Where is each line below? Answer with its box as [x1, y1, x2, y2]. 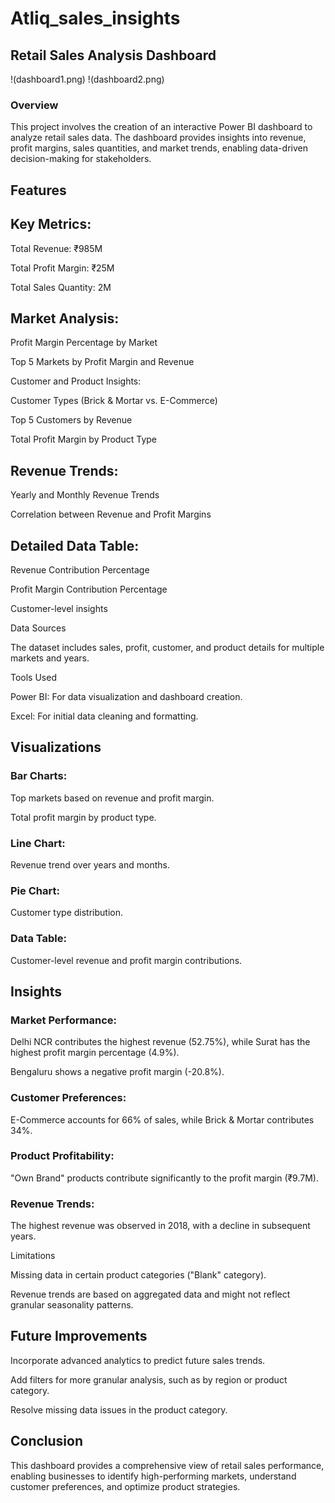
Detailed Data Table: [10, 537, 140, 554]
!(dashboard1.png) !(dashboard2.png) [10, 73, 165, 85]
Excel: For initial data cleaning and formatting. [10, 710, 199, 722]
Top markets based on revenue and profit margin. [10, 792, 215, 804]
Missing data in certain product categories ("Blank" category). [10, 1269, 267, 1281]
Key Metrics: [10, 216, 92, 233]
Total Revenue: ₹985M [10, 242, 103, 254]
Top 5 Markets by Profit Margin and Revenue [10, 356, 195, 368]
